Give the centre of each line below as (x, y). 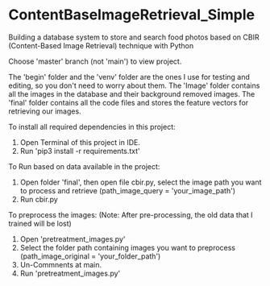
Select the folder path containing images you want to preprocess (128, 247)
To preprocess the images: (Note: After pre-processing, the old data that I (131, 214)
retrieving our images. (45, 111)
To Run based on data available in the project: (84, 166)
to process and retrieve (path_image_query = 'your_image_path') (128, 190)
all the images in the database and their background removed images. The (132, 93)
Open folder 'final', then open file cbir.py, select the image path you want (141, 182)
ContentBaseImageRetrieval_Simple (132, 15)
